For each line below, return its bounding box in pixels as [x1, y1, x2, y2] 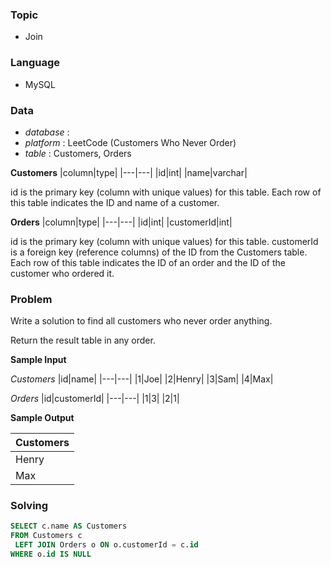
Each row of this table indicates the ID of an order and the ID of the [10, 256, 286, 268]
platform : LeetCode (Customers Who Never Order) [24, 136, 237, 148]
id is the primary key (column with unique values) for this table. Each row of [10, 186, 322, 198]
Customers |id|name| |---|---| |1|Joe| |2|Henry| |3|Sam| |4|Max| [10, 373, 274, 385]
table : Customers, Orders [24, 147, 132, 159]
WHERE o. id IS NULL [10, 549, 92, 560]
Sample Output [10, 412, 75, 424]
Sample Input [10, 354, 67, 366]
